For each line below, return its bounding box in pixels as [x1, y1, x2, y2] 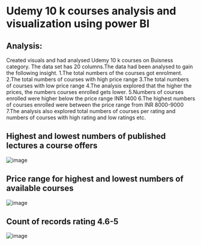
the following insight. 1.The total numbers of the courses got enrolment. [6, 69, 183, 76]
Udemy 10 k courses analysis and [6, 4, 176, 18]
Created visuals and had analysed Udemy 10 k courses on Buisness [6, 57, 173, 63]
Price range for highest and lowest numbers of [6, 174, 184, 184]
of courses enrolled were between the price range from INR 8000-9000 [6, 101, 184, 108]
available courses [6, 183, 74, 193]
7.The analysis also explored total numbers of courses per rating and [6, 108, 176, 114]
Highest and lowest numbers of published [6, 131, 166, 141]
